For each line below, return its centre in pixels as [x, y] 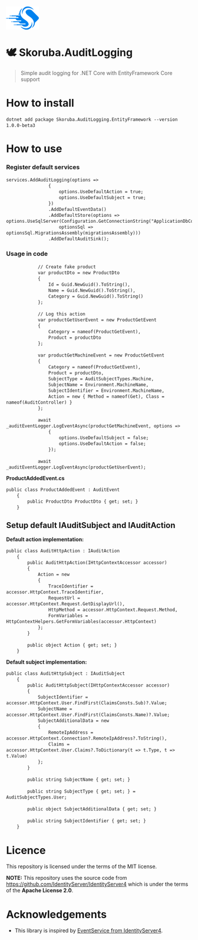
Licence [26, 850]
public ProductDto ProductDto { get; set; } [83, 502]
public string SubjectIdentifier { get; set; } [87, 821]
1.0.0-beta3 [21, 125]
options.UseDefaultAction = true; [101, 192]
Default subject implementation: [47, 662]
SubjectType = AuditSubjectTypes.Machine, [101, 379]
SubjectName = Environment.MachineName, [98, 385]
